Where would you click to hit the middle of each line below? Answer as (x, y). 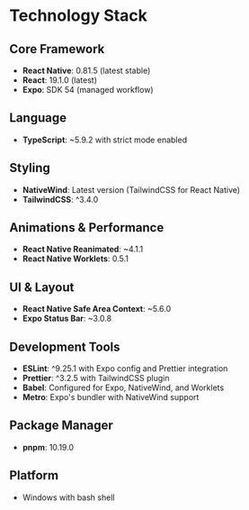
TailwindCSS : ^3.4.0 (60, 199)
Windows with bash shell (68, 497)
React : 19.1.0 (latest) (59, 80)
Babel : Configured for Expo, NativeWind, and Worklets (123, 387)
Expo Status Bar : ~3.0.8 (67, 319)
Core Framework (57, 49)
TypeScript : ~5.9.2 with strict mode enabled (104, 140)
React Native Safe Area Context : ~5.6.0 (97, 309)
